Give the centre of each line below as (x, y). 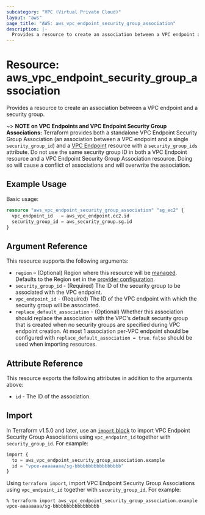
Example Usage (37, 184)
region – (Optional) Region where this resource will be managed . (96, 273)
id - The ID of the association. (53, 396)
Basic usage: (23, 199)
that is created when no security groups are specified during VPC (98, 325)
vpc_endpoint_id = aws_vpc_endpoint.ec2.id (71, 216)
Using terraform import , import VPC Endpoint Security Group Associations (101, 483)
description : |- (27, 29)
